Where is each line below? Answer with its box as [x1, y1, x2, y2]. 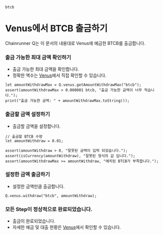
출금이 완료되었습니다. [12, 218, 56, 224]
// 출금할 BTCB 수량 [5, 134, 43, 139]
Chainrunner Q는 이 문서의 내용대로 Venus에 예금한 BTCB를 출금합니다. [5, 40, 146, 46]
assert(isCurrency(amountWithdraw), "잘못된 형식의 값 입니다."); [5, 153, 136, 158]
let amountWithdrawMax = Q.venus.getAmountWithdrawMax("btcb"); [5, 82, 142, 87]
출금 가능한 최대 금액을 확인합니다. [12, 66, 79, 72]
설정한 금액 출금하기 [5, 171, 50, 178]
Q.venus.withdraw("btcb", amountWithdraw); [5, 193, 97, 198]
